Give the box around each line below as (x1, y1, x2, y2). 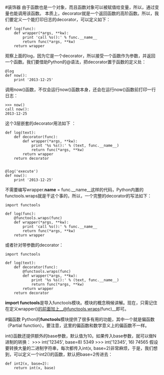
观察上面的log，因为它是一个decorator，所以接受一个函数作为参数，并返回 (5, 53, 156, 58)
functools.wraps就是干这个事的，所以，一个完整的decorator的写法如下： (5, 193, 152, 199)
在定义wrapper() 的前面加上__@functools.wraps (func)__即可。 (5, 306, 129, 312)
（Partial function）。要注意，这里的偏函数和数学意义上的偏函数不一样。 (5, 322, 149, 328)
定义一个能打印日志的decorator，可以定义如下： (13, 17, 111, 22)
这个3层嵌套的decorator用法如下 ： (5, 120, 76, 126)
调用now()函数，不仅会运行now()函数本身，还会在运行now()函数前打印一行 (5, 87, 156, 92)
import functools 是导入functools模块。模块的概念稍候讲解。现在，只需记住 (5, 300, 158, 306)
